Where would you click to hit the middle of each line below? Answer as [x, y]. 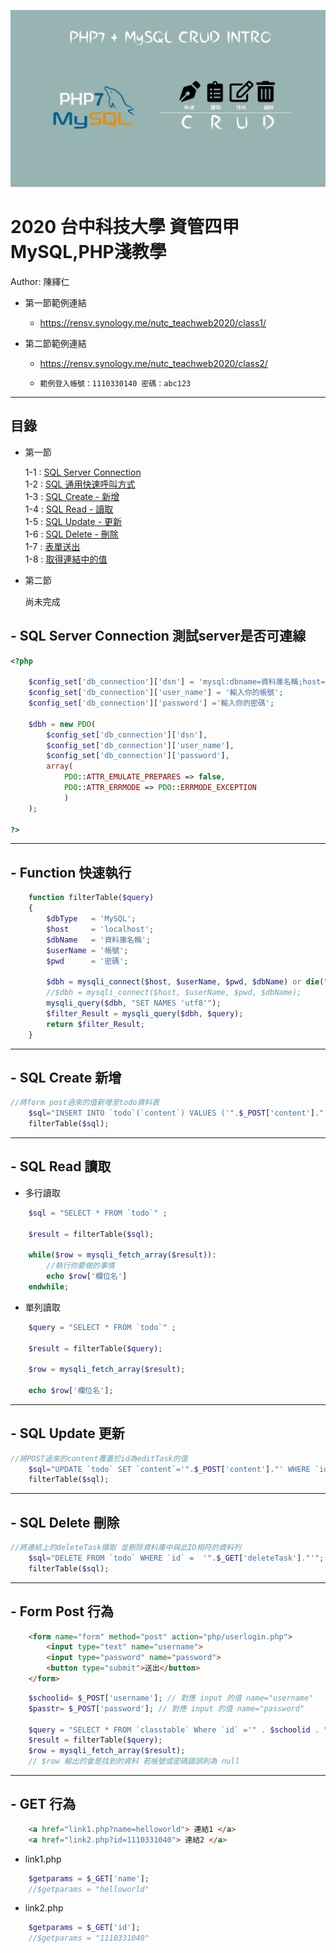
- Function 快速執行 [71, 872]
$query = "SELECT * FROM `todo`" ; [102, 1327]
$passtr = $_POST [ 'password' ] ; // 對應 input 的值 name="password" [166, 1708]
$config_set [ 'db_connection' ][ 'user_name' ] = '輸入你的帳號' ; [156, 693]
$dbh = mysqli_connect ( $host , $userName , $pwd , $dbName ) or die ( [185, 982]
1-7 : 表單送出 [52, 546]
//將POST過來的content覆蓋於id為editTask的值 [99, 1458]
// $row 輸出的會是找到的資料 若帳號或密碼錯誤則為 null [134, 1761]
